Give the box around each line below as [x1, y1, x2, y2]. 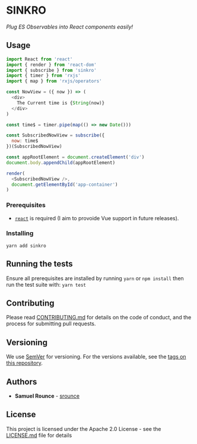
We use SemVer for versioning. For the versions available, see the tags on [6, 353, 186, 360]
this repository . [6, 360, 43, 367]
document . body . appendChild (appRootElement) [6, 160, 116, 166]
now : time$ [11, 138, 39, 144]
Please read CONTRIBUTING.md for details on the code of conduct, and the [6, 314, 192, 321]
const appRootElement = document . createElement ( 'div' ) [6, 154, 145, 160]
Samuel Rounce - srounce [14, 392, 80, 399]
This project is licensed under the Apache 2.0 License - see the [6, 425, 161, 432]
